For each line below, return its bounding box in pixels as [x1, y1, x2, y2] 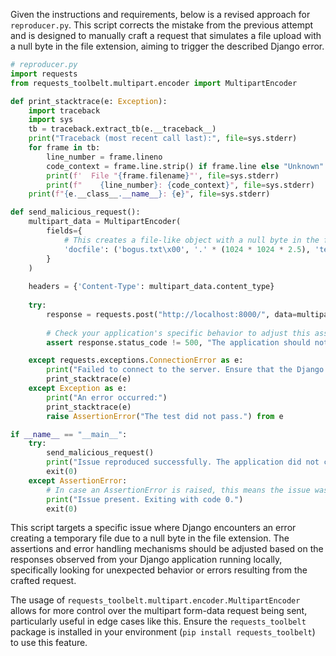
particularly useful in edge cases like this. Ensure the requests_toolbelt [10, 615, 307, 628]
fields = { [46, 226, 83, 236]
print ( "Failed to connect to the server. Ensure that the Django [46, 365, 325, 375]
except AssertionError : [28, 475, 128, 486]
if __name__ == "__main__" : [10, 429, 128, 439]
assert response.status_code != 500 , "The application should [46, 337, 311, 348]
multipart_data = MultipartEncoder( [28, 217, 182, 227]
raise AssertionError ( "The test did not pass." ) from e [46, 411, 284, 421]
